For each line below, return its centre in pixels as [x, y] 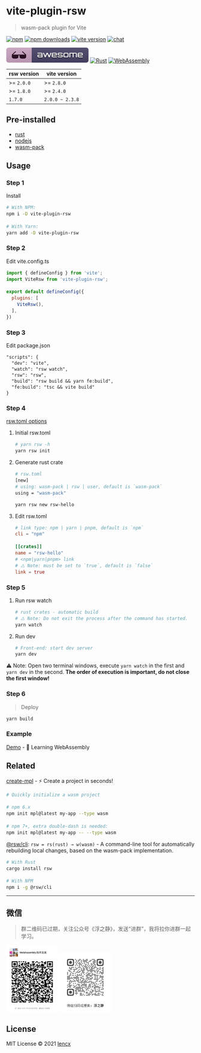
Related [21, 766]
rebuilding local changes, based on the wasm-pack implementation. [90, 850]
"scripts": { [22, 358]
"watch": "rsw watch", [40, 370]
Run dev [25, 636]
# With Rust [21, 862]
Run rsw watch [33, 600]
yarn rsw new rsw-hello [45, 504]
